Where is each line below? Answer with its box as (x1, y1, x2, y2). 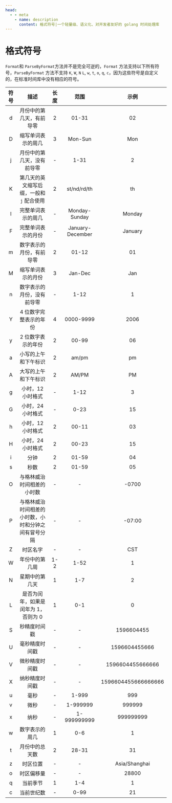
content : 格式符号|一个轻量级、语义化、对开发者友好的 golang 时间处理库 (18, 21, 160, 27)
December (67, 231, 93, 238)
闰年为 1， (19, 606, 46, 613)
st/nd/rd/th (66, 185, 93, 192)
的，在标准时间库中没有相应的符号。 (5, 76, 82, 82)
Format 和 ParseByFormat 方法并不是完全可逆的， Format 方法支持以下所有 (5, 63, 155, 70)
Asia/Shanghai (115, 760, 150, 767)
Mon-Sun (68, 136, 92, 143)
